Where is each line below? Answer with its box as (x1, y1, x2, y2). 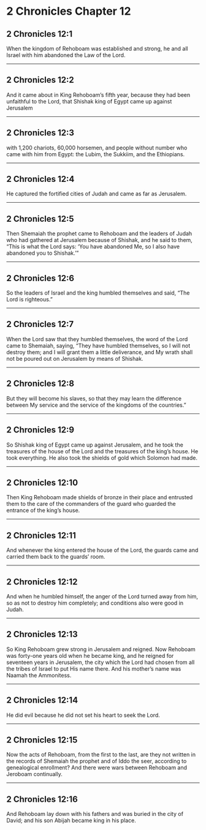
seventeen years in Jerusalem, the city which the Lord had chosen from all (6, 658, 195, 666)
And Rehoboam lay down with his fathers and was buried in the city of (6, 810, 184, 818)
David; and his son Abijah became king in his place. (6, 817, 137, 824)
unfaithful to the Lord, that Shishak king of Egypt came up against (6, 97, 172, 105)
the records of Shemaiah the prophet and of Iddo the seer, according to (6, 758, 187, 765)
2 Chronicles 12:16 (6, 794, 78, 804)
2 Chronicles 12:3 (6, 127, 75, 138)
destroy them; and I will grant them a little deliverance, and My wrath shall (6, 348, 193, 356)
